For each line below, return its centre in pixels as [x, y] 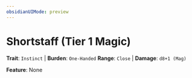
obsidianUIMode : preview [37, 12]
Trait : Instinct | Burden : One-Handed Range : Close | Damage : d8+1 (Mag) [97, 58]
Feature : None [24, 70]
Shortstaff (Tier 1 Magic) [69, 41]
